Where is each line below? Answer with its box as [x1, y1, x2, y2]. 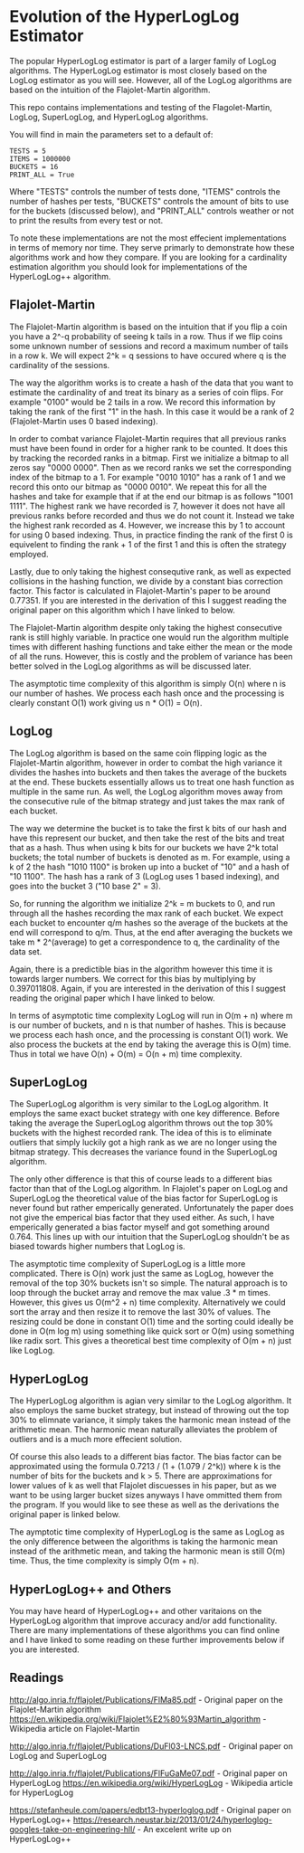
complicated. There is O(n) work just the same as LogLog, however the [9, 1269, 274, 1279]
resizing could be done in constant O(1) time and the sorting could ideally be [9, 1316, 294, 1327]
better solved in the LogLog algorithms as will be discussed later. [9, 660, 252, 671]
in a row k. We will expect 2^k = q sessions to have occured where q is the [9, 350, 287, 361]
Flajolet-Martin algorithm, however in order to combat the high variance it [9, 757, 282, 768]
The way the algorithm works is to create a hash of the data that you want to [9, 377, 294, 388]
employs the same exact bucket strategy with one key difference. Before [9, 1108, 280, 1119]
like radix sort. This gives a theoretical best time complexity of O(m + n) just [9, 1335, 292, 1346]
